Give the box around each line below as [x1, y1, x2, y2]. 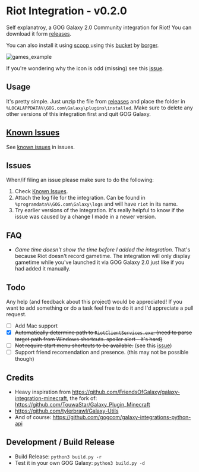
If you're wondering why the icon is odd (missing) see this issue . [6, 64, 164, 72]
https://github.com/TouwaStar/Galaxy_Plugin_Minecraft [14, 401, 150, 408]
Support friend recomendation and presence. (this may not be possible [14, 349, 189, 356]
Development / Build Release [6, 437, 115, 447]
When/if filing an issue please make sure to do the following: [6, 177, 154, 184]
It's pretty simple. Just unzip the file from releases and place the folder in [6, 97, 185, 105]
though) [14, 355, 34, 363]
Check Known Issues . [14, 188, 68, 195]
